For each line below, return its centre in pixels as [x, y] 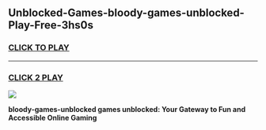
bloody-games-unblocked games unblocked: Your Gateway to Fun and [127, 109]
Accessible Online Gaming [53, 117]
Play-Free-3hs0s [51, 26]
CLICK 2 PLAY [36, 77]
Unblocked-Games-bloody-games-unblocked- [127, 13]
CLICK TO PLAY [39, 48]
